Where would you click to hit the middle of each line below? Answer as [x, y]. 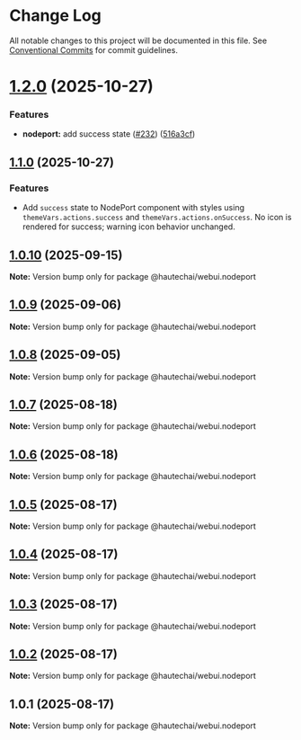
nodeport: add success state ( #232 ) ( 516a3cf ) [109, 134]
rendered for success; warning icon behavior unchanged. [128, 227]
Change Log [55, 16]
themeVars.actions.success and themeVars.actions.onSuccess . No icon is [157, 218]
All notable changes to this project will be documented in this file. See [138, 40]
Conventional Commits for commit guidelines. [93, 49]
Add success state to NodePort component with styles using [133, 208]
